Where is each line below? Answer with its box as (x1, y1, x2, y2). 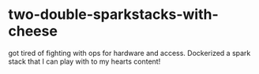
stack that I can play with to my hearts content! (8, 57, 161, 66)
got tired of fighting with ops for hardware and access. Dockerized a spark (8, 48, 251, 57)
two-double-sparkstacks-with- (8, 6, 219, 24)
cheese (8, 22, 58, 40)
